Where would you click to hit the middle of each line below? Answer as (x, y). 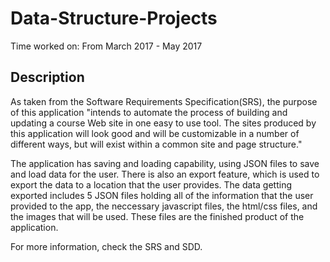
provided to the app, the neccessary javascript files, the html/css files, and (164, 206)
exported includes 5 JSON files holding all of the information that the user (162, 195)
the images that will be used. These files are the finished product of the (157, 216)
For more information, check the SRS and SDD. (106, 246)
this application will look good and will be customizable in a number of (155, 133)
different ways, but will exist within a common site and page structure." (156, 144)
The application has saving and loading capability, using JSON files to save (165, 163)
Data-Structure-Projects (114, 18)
